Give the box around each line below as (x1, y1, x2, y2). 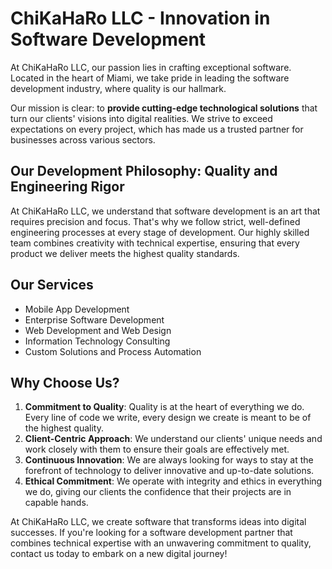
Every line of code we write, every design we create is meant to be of (24, 412, 312, 424)
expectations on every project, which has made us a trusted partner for (10, 123, 304, 135)
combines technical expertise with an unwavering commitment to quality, (10, 537, 312, 549)
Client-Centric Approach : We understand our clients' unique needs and (24, 433, 323, 445)
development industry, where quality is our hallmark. (10, 82, 227, 94)
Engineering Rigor (10, 178, 125, 196)
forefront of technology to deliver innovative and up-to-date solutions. (24, 465, 315, 477)
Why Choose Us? (10, 374, 120, 391)
